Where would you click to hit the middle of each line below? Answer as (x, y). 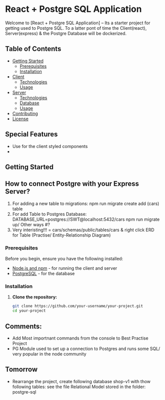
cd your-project (29, 311)
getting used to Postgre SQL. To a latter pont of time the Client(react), (76, 28)
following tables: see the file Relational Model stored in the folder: (79, 387)
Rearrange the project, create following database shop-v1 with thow (81, 381)
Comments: (23, 326)
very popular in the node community (49, 354)
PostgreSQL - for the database (43, 274)
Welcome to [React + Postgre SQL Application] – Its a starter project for (78, 23)
